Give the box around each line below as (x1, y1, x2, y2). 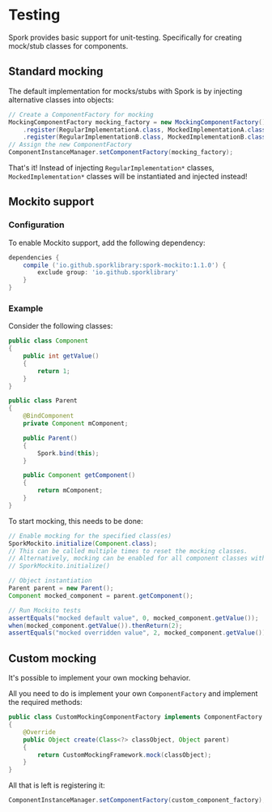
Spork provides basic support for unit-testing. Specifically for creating (8, 32, 243, 42)
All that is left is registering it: (8, 780, 105, 790)
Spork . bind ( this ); (37, 449, 100, 458)
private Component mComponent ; (23, 419, 129, 427)
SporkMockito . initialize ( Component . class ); (8, 539, 158, 548)
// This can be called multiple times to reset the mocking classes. (8, 547, 249, 555)
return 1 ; (37, 367, 70, 375)
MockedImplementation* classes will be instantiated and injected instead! (8, 172, 249, 181)
